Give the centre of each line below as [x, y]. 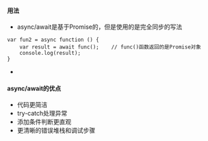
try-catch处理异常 [42, 114]
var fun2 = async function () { [53, 40]
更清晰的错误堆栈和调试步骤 [56, 131]
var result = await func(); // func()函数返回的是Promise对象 [110, 47]
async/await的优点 [34, 88]
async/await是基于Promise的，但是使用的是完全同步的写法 [100, 27]
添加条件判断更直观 [44, 122]
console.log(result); [50, 53]
